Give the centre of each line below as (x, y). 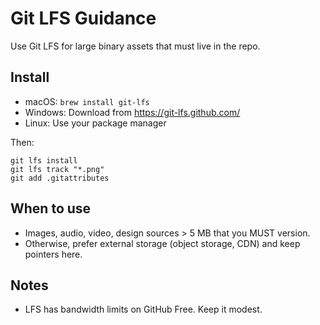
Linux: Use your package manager (95, 123)
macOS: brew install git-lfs (87, 101)
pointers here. (53, 254)
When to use (51, 208)
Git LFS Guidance (83, 18)
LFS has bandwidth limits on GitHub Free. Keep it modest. (143, 309)
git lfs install (44, 160)
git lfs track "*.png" (57, 169)
